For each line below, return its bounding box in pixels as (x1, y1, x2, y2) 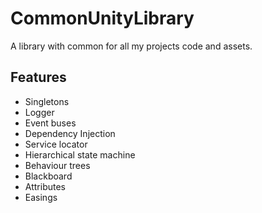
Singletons (24, 95, 70, 107)
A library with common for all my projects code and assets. (10, 40, 253, 52)
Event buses (24, 117, 77, 129)
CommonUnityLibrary (10, 7, 195, 30)
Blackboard (24, 170, 73, 182)
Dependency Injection (24, 127, 116, 139)
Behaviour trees (24, 159, 91, 171)
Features (10, 69, 67, 86)
